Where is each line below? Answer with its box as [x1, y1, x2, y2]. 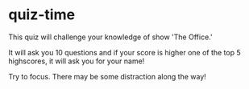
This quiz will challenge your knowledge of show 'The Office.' [8, 32, 213, 42]
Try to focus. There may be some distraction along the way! [8, 71, 207, 81]
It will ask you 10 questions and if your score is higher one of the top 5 [8, 47, 242, 57]
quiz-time [8, 6, 75, 24]
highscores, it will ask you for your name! [8, 56, 145, 66]
